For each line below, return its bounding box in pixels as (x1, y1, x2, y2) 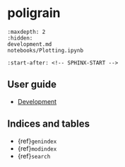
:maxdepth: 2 (7, 28, 46, 35)
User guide (7, 79, 56, 91)
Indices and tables (7, 118, 90, 130)
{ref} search (17, 151, 51, 160)
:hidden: (7, 34, 33, 42)
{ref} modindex (17, 144, 57, 153)
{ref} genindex (17, 137, 57, 145)
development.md (7, 40, 52, 47)
